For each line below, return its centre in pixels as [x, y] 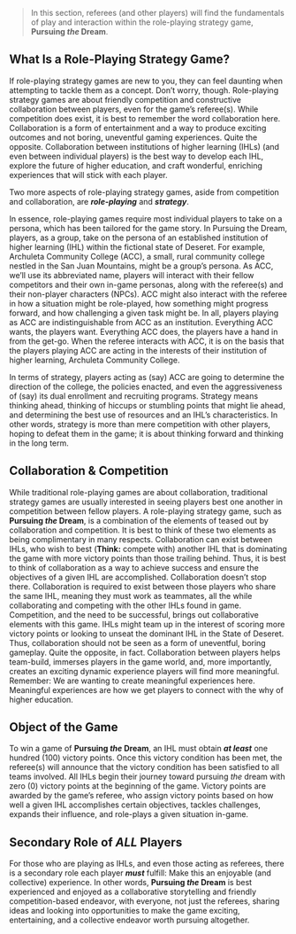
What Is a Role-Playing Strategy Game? [119, 60]
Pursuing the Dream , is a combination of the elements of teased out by [139, 520]
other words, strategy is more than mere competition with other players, [140, 424]
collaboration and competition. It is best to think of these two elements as [143, 530]
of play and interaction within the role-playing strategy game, [142, 22]
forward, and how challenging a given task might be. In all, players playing [144, 313]
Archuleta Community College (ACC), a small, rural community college [137, 256]
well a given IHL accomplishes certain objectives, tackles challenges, [135, 805]
